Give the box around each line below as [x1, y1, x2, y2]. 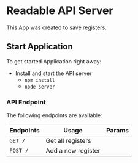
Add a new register [45, 147, 101, 155]
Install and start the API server [15, 70, 92, 77]
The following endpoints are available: [6, 112, 102, 119]
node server [24, 84, 55, 90]
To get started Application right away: [6, 57, 102, 65]
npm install [24, 77, 55, 83]
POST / [9, 147, 29, 154]
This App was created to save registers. [6, 24, 107, 31]
